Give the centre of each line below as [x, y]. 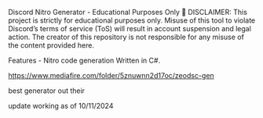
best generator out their [46, 91]
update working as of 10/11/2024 [61, 106]
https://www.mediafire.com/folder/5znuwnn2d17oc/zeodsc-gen [111, 75]
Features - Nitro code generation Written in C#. [84, 60]
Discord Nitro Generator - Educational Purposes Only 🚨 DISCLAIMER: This [128, 12]
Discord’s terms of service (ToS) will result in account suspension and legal [130, 29]
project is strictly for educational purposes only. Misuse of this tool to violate [132, 20]
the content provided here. [51, 45]
